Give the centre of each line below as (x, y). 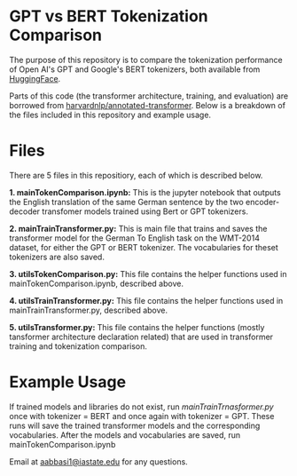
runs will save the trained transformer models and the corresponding (135, 425)
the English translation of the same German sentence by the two (126, 202)
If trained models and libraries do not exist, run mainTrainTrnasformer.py (141, 407)
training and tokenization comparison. (78, 346)
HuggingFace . (35, 78)
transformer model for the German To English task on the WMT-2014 (134, 238)
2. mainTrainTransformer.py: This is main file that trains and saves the (138, 228)
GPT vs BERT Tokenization (109, 16)
